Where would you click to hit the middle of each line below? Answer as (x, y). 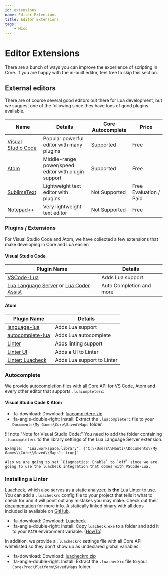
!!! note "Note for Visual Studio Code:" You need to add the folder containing (84, 434)
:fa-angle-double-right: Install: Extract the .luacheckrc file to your (80, 562)
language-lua (24, 327)
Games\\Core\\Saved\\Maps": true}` (42, 453)
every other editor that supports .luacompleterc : (55, 391)
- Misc (21, 29)
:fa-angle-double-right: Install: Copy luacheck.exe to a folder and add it (85, 526)
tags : (11, 24)
